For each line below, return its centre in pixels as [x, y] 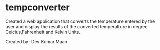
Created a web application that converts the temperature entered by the [80, 21]
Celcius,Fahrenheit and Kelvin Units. [43, 32]
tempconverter [37, 7]
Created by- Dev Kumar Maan [36, 41]
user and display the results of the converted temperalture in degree [76, 26]
